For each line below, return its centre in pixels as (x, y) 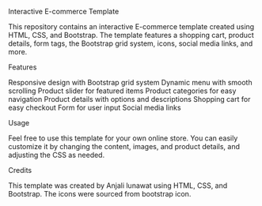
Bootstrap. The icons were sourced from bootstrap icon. (100, 194)
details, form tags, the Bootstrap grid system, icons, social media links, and (131, 43)
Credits (20, 170)
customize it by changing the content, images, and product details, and (124, 146)
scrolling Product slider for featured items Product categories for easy (122, 91)
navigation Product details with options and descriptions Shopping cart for (129, 99)
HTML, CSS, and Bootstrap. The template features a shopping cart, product (131, 35)
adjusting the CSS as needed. (57, 155)
